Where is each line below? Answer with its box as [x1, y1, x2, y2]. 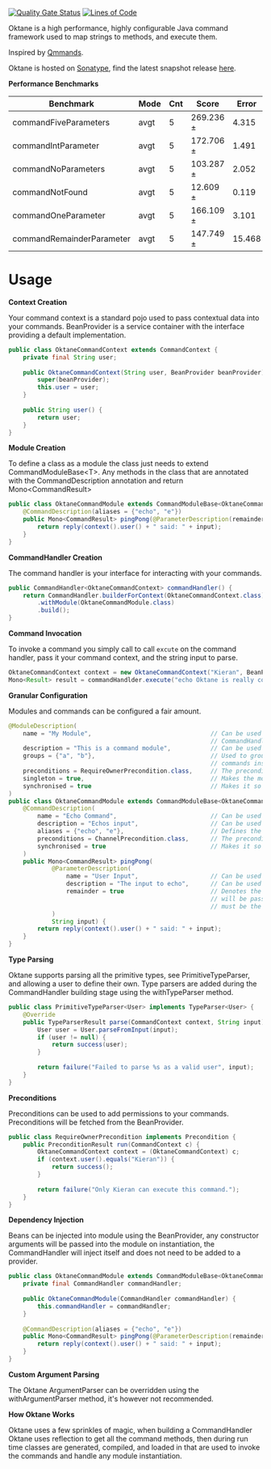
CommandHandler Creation [8, 552, 102, 562]
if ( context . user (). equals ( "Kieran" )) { [37, 1155, 175, 1164]
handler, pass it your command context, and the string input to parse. [8, 653, 238, 663]
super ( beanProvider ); [37, 376, 110, 384]
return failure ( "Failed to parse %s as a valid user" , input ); [37, 1064, 254, 1072]
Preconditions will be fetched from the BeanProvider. [8, 1117, 184, 1127]
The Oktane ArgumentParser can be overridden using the [8, 1385, 199, 1395]
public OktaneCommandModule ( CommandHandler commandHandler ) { [23, 1295, 236, 1303]
